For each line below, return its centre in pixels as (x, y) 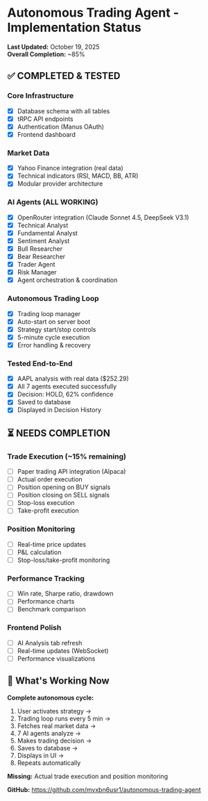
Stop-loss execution (46, 503)
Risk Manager (37, 272)
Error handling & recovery (54, 345)
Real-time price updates (52, 544)
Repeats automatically (49, 763)
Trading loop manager (49, 313)
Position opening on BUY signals (64, 487)
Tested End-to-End (40, 363)
